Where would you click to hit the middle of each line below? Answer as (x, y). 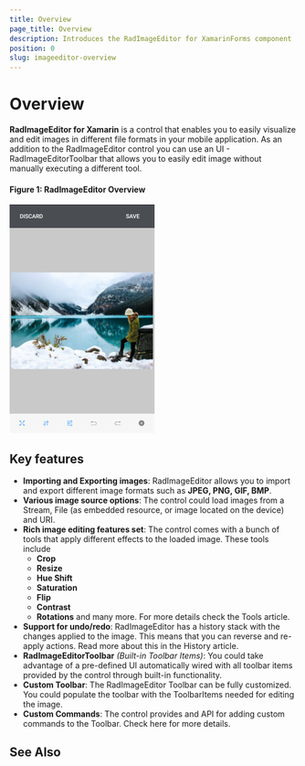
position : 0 (32, 48)
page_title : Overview (51, 29)
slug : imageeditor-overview (63, 58)
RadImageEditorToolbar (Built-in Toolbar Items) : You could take (143, 656)
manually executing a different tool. (76, 168)
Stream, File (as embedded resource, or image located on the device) (153, 510)
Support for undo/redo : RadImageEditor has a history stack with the (151, 627)
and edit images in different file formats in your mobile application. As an (146, 139)
